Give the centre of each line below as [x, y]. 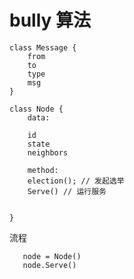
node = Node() [52, 256]
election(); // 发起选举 [76, 181]
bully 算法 [50, 20]
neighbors [48, 152]
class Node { [36, 109]
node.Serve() [49, 265]
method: [43, 170]
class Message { [43, 47]
